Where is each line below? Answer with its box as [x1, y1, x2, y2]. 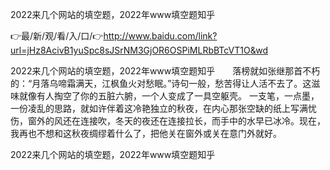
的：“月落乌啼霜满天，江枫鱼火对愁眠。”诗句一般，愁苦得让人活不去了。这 [10, 78, 312, 89]
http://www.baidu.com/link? [103, 30, 218, 42]
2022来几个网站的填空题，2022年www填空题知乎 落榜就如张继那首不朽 [10, 65, 321, 77]
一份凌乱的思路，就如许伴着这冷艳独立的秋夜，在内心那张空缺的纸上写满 [10, 103, 308, 114]
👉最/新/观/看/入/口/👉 [10, 30, 104, 42]
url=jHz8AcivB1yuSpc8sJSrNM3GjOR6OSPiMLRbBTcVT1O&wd [10, 44, 268, 56]
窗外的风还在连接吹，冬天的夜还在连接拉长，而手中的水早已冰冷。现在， [27, 115, 326, 127]
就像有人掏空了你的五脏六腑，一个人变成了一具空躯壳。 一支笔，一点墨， [18, 90, 320, 102]
